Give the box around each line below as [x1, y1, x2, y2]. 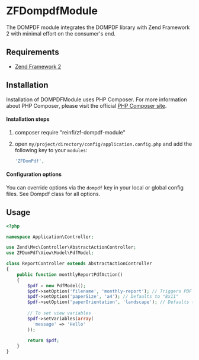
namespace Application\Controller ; [6, 234, 94, 240]
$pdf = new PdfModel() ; [27, 282, 86, 288]
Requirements [6, 47, 59, 57]
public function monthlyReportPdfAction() [17, 271, 123, 278]
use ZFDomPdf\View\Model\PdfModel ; [6, 250, 94, 256]
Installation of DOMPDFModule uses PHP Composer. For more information [6, 96, 188, 103]
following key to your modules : [14, 146, 88, 153]
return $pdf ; [27, 337, 60, 344]
